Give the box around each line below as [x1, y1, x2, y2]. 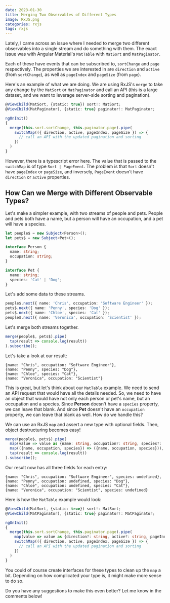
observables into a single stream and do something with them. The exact [5, 46, 157, 52]
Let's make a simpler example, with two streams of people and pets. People [5, 210, 163, 216]
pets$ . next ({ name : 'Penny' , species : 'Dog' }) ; [5, 306, 110, 311]
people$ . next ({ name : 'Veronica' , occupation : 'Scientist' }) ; [5, 315, 142, 320]
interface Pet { [5, 268, 39, 273]
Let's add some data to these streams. [5, 291, 86, 297]
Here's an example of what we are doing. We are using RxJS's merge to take [5, 82, 163, 88]
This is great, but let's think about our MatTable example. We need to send [5, 385, 159, 391]
